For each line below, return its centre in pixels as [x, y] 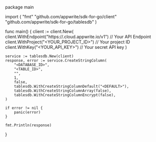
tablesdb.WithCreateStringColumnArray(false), [63, 91]
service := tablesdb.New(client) [39, 56]
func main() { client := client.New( [39, 31]
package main [19, 7]
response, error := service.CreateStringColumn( [56, 61]
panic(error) [27, 112]
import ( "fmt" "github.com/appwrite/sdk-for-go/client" [61, 17]
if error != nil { [24, 108]
